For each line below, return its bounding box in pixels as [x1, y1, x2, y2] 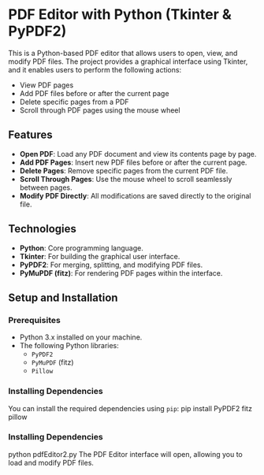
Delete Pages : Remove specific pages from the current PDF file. [19, 165, 229, 175]
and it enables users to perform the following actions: [8, 65, 182, 74]
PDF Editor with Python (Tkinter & [8, 6, 232, 24]
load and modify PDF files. [8, 458, 95, 467]
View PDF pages [19, 80, 74, 90]
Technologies [8, 222, 77, 236]
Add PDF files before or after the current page [19, 88, 169, 98]
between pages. [19, 183, 73, 192]
